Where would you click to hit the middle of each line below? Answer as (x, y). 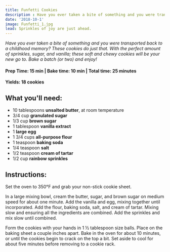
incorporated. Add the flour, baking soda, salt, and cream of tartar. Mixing (82, 207)
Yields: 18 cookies (25, 82)
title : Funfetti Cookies (31, 10)
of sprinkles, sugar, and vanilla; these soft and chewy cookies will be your (83, 54)
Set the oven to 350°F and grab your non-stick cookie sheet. (69, 186)
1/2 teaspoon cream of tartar (43, 153)
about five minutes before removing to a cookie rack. (60, 244)
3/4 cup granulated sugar (40, 116)
